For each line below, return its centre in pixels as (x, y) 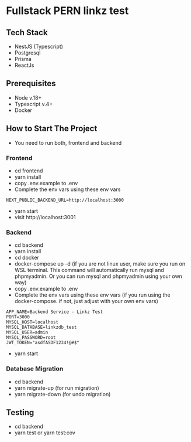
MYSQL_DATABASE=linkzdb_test (41, 327)
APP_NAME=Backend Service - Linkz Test (55, 312)
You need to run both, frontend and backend (68, 142)
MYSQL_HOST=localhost (32, 322)
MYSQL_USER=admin (27, 332)
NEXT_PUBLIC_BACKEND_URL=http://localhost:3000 (65, 200)
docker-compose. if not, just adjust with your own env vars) (86, 301)
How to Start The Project (52, 129)
